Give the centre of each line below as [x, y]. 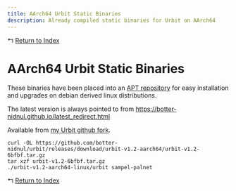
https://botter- [156, 109]
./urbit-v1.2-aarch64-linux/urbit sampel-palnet [80, 168]
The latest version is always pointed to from [71, 109]
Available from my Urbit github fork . [59, 130]
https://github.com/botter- [77, 143]
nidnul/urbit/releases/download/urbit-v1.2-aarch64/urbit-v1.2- [104, 149]
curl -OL [20, 143]
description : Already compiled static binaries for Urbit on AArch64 [112, 20]
